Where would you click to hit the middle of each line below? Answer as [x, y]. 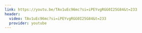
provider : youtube [28, 23]
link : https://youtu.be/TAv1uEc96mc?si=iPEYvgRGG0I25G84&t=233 [71, 9]
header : [13, 14]
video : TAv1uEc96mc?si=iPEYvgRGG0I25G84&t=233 [58, 18]
